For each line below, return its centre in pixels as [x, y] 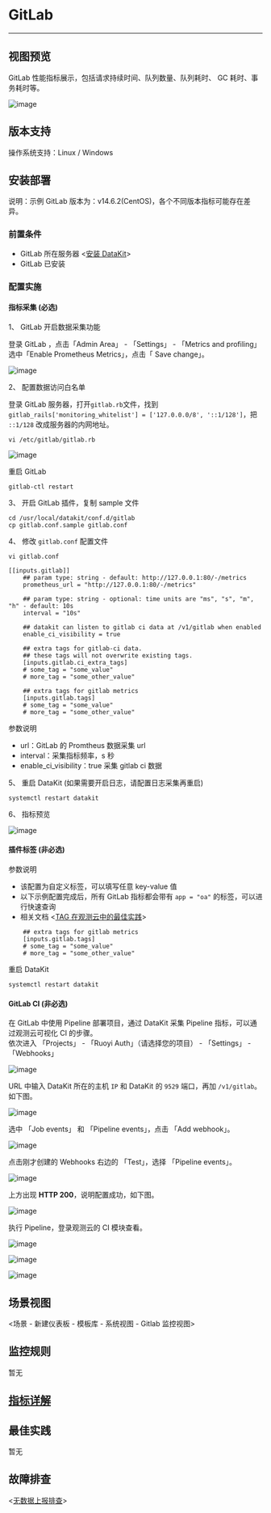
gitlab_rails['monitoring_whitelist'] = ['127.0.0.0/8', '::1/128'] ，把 [133, 414]
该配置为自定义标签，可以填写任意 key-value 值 [98, 886]
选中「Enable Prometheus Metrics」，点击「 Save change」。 [109, 354]
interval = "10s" [52, 613]
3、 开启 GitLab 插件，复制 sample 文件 [74, 502]
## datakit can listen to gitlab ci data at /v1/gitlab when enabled [142, 627]
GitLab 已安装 [43, 264]
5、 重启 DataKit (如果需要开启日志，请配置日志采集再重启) [106, 783]
